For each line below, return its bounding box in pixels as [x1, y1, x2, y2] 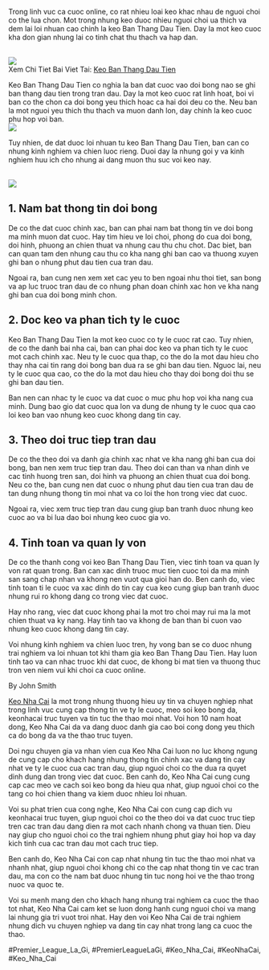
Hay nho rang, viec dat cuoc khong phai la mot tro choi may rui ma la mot [8, 607, 251, 617]
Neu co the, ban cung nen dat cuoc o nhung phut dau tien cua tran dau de [8, 480, 255, 489]
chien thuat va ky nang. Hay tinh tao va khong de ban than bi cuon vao [8, 616, 243, 625]
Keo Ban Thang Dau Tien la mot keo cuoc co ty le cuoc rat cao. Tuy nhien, [8, 334, 254, 344]
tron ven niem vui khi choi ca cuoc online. [8, 665, 146, 675]
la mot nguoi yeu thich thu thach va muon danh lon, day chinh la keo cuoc [8, 106, 253, 115]
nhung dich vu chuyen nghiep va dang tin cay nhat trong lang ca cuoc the [8, 921, 253, 931]
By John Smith [8, 681, 57, 690]
